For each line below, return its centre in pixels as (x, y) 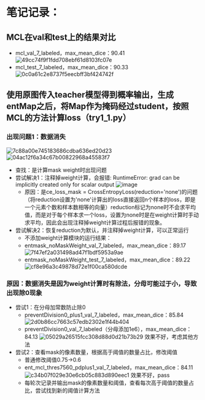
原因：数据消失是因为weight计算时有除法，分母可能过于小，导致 (102, 283)
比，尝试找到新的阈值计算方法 (62, 390)
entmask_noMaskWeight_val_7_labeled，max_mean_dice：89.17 (105, 245)
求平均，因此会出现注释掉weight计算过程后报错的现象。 (95, 222)
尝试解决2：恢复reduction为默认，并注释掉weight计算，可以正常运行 (102, 230)
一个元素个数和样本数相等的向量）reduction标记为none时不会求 (105, 207)
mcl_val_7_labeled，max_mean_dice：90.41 (70, 53)
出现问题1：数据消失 (36, 137)
